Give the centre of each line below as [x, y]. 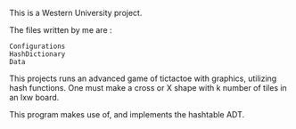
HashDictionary [37, 54]
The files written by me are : [61, 30]
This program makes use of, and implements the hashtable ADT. [127, 114]
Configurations [37, 46]
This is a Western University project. [76, 13]
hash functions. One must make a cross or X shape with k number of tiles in [148, 88]
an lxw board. [34, 97]
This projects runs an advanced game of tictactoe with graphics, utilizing [143, 78]
